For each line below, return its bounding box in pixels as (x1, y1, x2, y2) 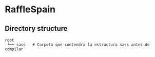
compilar (5, 47, 24, 52)
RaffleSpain (5, 4, 56, 15)
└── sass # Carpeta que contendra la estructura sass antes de (7, 42, 150, 47)
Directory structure (5, 24, 68, 33)
